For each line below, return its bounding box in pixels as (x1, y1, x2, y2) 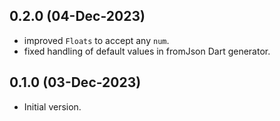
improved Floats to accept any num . (23, 34, 170, 46)
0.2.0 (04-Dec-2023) (9, 8, 146, 25)
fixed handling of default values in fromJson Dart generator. (23, 45, 271, 57)
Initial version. (23, 100, 82, 113)
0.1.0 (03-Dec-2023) (9, 74, 142, 91)
